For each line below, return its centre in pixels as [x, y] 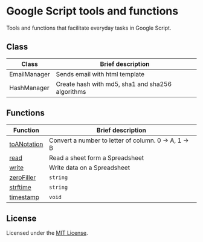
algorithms [71, 91]
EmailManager [30, 74]
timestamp [24, 197]
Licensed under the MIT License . [47, 233]
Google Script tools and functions [92, 11]
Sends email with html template [100, 74]
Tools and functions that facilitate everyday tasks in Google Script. [89, 28]
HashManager [29, 88]
